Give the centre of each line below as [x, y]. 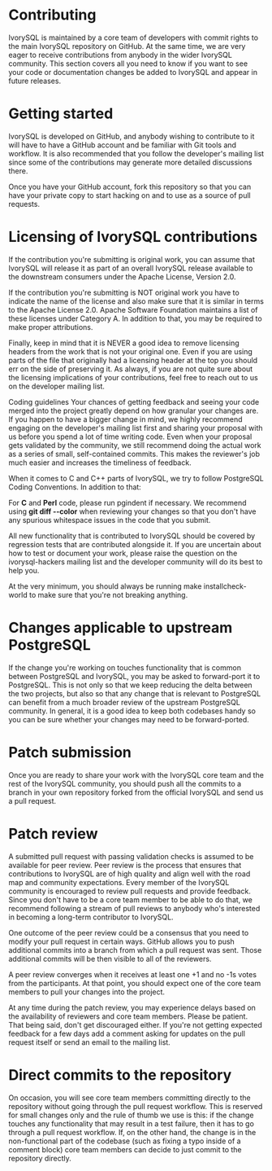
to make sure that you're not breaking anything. [108, 594]
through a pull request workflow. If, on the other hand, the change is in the [132, 1132]
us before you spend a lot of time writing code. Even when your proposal [130, 436]
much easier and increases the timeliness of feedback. [100, 463]
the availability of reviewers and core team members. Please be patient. [128, 1016]
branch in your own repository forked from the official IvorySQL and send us [136, 792]
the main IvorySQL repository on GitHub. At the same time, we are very [127, 46]
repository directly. [40, 1158]
